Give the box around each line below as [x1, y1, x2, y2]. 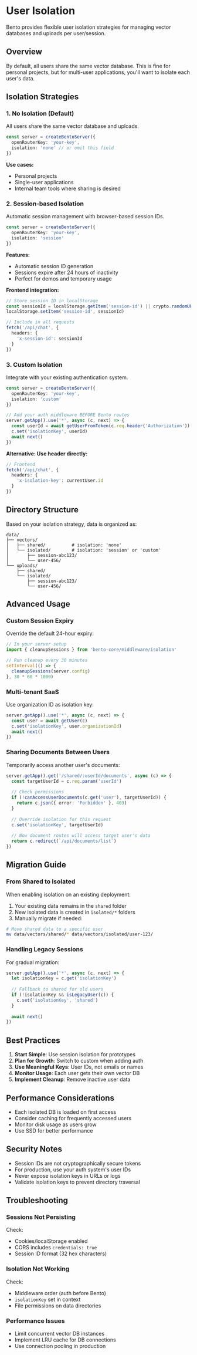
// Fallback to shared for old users [11, 986, 104, 992]
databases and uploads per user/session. [6, 29, 106, 36]
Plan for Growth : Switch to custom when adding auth [14, 1057, 144, 1065]
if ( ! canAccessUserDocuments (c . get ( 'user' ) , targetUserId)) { [11, 795, 167, 800]
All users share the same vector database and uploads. [6, 123, 140, 130]
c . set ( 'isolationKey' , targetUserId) [11, 822, 104, 828]
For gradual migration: [6, 958, 60, 966]
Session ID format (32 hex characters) [14, 1250, 107, 1257]
